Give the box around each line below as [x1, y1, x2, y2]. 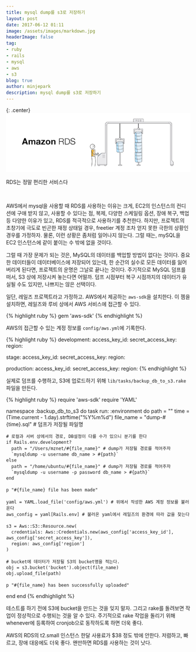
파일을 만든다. [6, 385, 38, 392]
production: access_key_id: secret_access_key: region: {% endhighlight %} [6, 365, 187, 372]
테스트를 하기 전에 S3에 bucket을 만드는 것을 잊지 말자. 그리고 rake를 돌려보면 [6, 605, 184, 612]
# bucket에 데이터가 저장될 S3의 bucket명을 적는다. [6, 559, 120, 565]
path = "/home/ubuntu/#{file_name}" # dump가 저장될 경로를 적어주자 [11, 464, 171, 470]
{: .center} [6, 107, 31, 114]
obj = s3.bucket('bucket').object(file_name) [6, 565, 119, 571]
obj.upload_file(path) [6, 570, 61, 577]
